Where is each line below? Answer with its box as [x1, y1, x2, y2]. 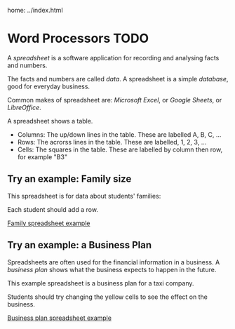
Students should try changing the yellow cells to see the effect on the [7, 293, 208, 301]
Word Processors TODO [7, 31, 149, 46]
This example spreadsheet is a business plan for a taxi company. [7, 278, 194, 287]
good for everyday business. [7, 82, 90, 90]
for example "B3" [17, 152, 68, 161]
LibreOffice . [7, 103, 42, 112]
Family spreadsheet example [7, 219, 90, 227]
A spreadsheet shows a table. [7, 116, 93, 125]
